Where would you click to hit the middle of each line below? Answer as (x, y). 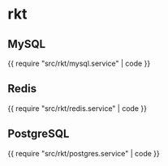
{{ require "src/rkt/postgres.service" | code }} (84, 153)
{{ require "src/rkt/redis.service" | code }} (78, 108)
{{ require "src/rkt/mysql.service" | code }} (79, 63)
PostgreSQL (39, 134)
